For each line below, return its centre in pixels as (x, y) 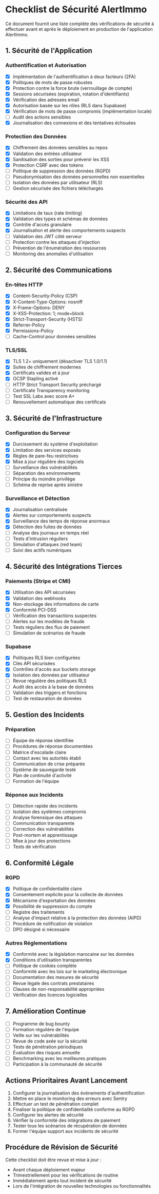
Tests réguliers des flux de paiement (51, 627)
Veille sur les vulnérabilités (41, 1035)
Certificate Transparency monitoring (51, 390)
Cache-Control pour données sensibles (54, 336)
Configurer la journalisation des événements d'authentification (79, 1093)
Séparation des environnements (46, 473)
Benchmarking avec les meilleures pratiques (59, 1058)
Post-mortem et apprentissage (45, 835)
